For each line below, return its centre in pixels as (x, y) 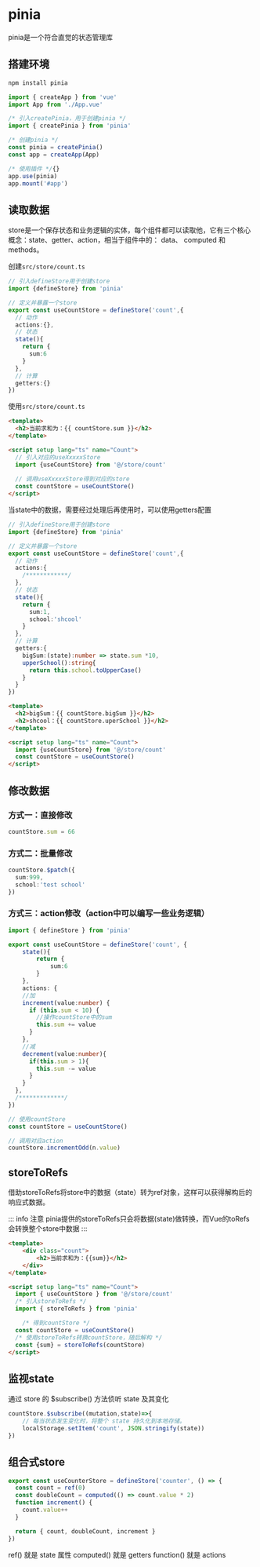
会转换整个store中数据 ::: (48, 1229)
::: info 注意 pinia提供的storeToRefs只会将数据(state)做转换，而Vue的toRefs (129, 1219)
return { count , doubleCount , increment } (85, 1531)
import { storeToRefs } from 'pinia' (77, 1309)
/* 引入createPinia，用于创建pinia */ (67, 119)
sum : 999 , (29, 877)
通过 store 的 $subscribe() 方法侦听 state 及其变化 (88, 1399)
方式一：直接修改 (40, 815)
